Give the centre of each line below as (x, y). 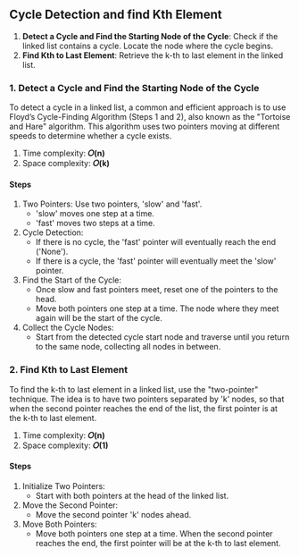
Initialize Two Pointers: (63, 485)
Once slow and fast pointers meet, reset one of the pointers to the (157, 290)
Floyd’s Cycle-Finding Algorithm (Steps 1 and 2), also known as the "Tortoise (150, 117)
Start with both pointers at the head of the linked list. (132, 495)
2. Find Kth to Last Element (68, 370)
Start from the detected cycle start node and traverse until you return (162, 337)
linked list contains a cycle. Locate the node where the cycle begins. (148, 46)
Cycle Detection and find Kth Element (116, 15)
